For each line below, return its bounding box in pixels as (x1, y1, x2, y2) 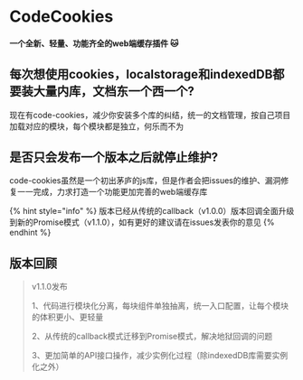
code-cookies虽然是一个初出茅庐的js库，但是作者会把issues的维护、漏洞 (9, 175, 281, 186)
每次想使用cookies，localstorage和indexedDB (9, 67, 273, 82)
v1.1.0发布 (31, 282, 68, 292)
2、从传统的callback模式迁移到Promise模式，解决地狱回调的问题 (31, 331, 273, 342)
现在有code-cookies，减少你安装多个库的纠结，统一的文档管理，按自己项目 (9, 109, 291, 120)
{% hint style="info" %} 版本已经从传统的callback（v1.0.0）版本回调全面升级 (9, 206, 295, 217)
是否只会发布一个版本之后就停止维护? (9, 149, 219, 164)
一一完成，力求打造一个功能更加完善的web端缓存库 (16, 187, 208, 198)
